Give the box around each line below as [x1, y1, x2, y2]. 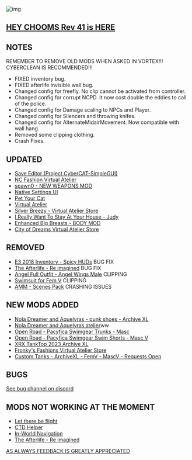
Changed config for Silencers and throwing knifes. [14, 113, 136, 120]
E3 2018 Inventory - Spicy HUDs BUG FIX [14, 258, 114, 265]
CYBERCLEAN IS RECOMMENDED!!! [6, 64, 93, 71]
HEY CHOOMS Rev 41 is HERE [6, 22, 116, 32]
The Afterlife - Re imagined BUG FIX [14, 264, 102, 271]
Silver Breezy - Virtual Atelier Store [14, 207, 99, 215]
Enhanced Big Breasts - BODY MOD [14, 220, 101, 227]
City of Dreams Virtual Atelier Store [14, 226, 99, 233]
